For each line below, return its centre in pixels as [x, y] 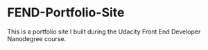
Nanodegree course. [37, 38]
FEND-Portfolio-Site [66, 13]
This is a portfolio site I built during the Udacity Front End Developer [104, 32]
